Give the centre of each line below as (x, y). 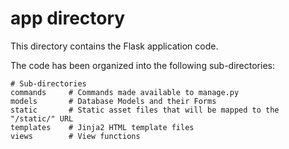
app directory (68, 18)
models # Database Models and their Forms (113, 101)
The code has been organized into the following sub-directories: (142, 65)
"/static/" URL (42, 118)
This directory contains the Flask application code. (114, 46)
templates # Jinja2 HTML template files (102, 127)
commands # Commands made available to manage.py (125, 92)
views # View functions (75, 136)
